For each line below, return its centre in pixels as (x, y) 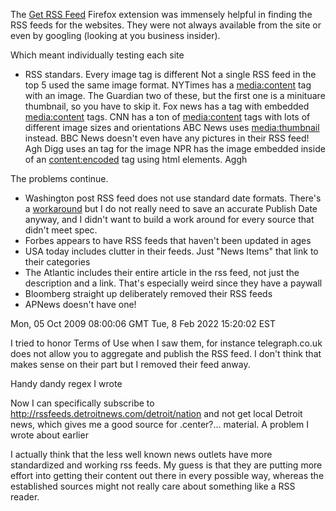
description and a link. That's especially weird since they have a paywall (173, 283)
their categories (57, 262)
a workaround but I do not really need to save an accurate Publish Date (171, 208)
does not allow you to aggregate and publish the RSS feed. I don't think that (166, 353)
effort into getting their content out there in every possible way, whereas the (167, 475)
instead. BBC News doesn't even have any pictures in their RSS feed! (167, 138)
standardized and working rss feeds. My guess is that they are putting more (166, 465)
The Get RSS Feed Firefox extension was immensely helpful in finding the (161, 14)
